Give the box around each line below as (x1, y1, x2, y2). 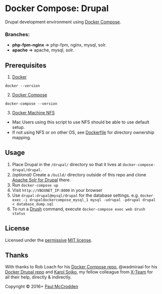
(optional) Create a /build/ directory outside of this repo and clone (12, 171, 146, 177)
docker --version (5, 83, 40, 89)
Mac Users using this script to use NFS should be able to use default (12, 119, 149, 125)
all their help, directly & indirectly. (5, 274, 72, 280)
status (12, 211, 26, 216)
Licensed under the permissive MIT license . (5, 237, 93, 243)
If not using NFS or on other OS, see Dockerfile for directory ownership (12, 129, 154, 136)
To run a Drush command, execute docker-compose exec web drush (12, 206, 146, 212)
